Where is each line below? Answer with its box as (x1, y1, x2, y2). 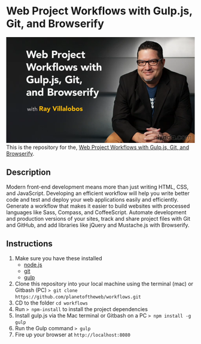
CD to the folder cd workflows (14, 299, 89, 306)
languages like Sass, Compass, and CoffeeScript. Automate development (6, 208, 187, 216)
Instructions (6, 239, 53, 249)
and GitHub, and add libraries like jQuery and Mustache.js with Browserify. (6, 221, 190, 229)
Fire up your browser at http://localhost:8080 (14, 331, 130, 338)
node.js (23, 261, 42, 268)
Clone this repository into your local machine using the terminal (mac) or (14, 280, 193, 287)
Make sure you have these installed (14, 254, 102, 261)
